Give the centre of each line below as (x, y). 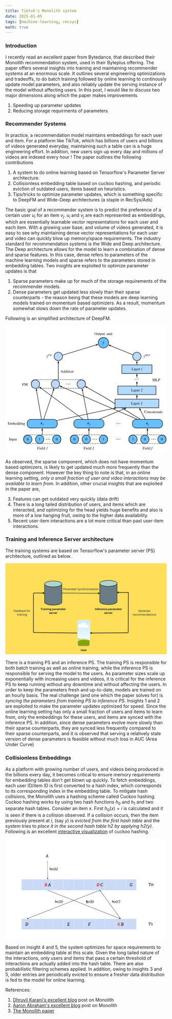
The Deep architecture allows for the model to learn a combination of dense (85, 249)
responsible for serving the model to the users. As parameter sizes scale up (85, 674)
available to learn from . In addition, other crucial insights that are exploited (84, 483)
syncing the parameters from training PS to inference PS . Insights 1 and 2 (83, 701)
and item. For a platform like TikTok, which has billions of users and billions (84, 140)
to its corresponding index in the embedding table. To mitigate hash (77, 791)
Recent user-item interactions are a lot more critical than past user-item (88, 521)
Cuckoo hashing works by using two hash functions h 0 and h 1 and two (79, 802)
